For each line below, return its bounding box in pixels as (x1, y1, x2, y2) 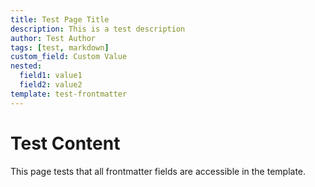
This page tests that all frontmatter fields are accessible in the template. (10, 165, 307, 177)
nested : (10, 61, 43, 71)
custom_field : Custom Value (10, 52, 128, 62)
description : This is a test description (10, 24, 186, 34)
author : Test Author (10, 33, 97, 43)
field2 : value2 (19, 80, 83, 90)
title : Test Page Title (10, 14, 110, 25)
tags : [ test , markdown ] (10, 42, 110, 53)
